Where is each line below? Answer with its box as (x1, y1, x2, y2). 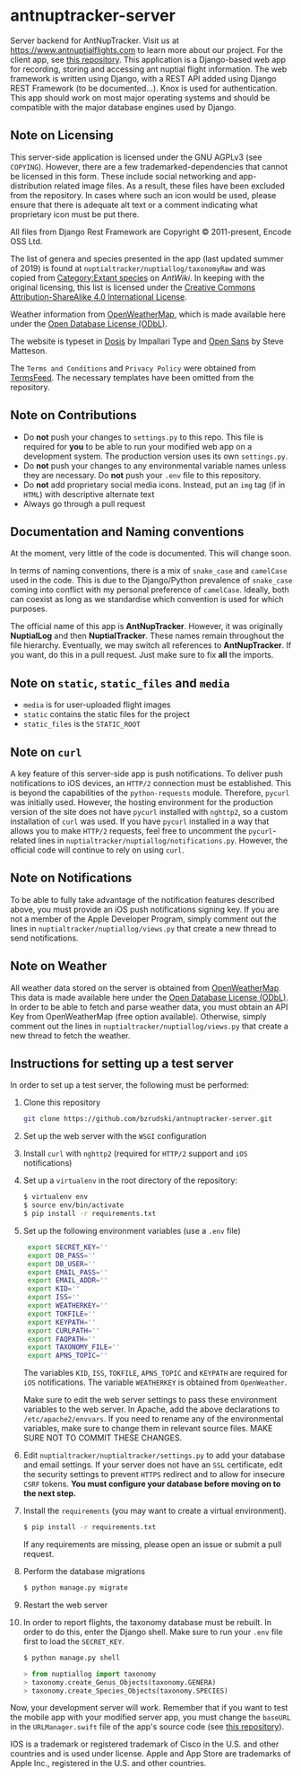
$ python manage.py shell (22, 1653, 120, 1662)
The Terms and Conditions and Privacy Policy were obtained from (10, 363, 256, 373)
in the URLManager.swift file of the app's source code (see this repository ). (10, 1721, 285, 1732)
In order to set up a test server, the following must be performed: (10, 1080, 250, 1090)
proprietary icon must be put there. (10, 208, 140, 220)
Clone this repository (22, 1097, 101, 1108)
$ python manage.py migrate (22, 1583, 128, 1593)
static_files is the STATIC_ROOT (22, 719, 142, 730)
